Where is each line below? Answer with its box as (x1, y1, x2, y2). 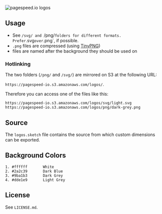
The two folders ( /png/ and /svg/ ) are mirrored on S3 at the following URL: (5, 72, 157, 78)
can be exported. (5, 137, 41, 143)
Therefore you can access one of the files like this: (5, 91, 108, 97)
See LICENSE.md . (5, 204, 38, 210)
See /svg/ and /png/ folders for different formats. (12, 32, 121, 38)
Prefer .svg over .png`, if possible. (12, 37, 79, 43)
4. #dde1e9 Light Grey (5, 177, 65, 182)
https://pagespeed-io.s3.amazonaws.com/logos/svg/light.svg (5, 101, 132, 106)
